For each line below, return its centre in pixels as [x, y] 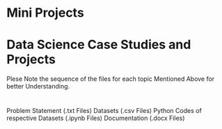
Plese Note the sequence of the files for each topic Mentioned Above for [111, 79]
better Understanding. [38, 86]
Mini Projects [45, 13]
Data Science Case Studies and [99, 45]
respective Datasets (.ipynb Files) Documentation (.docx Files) [96, 118]
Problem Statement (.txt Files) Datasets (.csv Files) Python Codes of [104, 111]
